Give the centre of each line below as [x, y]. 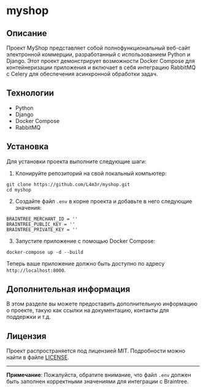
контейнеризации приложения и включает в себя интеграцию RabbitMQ [101, 67]
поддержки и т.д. [29, 317]
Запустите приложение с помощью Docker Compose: [85, 241]
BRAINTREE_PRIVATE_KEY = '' [42, 229]
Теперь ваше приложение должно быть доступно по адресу [86, 263]
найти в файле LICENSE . [38, 357]
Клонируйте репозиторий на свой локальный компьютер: [91, 173]
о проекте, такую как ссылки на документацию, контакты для [88, 310]
